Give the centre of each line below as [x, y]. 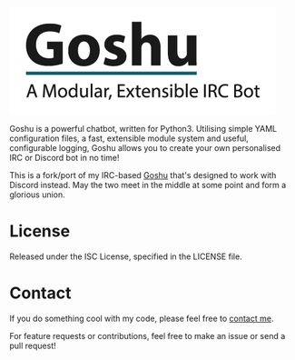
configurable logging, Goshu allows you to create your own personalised [145, 148]
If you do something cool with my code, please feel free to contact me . [142, 318]
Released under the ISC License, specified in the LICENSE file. [126, 256]
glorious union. [37, 195]
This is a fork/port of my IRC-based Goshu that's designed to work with [143, 175]
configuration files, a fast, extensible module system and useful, [129, 138]
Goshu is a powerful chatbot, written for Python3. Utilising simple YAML [143, 129]
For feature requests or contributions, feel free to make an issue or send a [147, 335]
